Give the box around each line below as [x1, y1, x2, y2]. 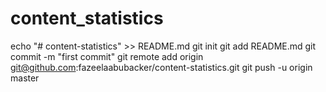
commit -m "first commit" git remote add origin [10, 50, 204, 62]
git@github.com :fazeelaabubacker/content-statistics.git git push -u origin [10, 61, 313, 73]
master [10, 72, 40, 84]
